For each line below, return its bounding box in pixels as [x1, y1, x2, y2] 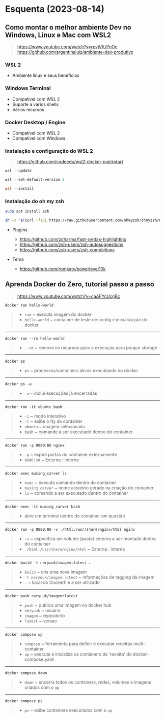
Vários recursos [12, 106, 45, 112]
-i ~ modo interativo [24, 413, 66, 419]
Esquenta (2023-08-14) [5, 3, 105, 15]
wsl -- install [5, 186, 34, 191]
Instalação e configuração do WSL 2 [5, 147, 93, 154]
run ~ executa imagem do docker [24, 311, 92, 317]
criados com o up [24, 684, 59, 690]
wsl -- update [5, 169, 32, 173]
